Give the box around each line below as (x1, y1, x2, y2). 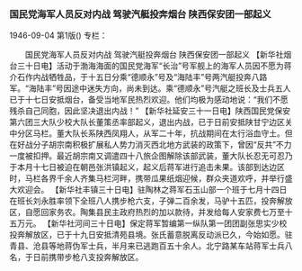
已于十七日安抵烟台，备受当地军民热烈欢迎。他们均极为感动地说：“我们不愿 (9, 95, 289, 105)
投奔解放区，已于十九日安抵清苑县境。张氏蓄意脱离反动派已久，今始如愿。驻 (9, 230, 293, 240)
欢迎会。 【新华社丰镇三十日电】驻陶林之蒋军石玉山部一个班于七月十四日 (16, 185, 288, 195)
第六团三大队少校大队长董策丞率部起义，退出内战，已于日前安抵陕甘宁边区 (9, 117, 285, 128)
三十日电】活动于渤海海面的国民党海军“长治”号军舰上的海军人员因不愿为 (16, 60, 285, 71)
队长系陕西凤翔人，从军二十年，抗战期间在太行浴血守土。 (71, 128, 285, 139)
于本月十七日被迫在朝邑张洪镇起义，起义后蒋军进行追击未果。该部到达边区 (9, 162, 285, 173)
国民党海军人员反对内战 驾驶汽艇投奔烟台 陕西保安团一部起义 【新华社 (24, 50, 284, 60)
